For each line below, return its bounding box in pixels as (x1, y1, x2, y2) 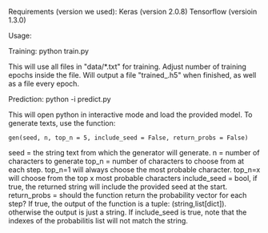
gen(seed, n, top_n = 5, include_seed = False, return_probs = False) (8, 134, 249, 142)
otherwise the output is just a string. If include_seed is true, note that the (8, 207, 247, 217)
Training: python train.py (8, 46, 90, 55)
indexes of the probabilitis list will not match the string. (8, 216, 188, 225)
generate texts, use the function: (8, 119, 116, 127)
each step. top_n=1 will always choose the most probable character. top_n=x (8, 165, 261, 175)
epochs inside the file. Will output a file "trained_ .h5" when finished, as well (8, 70, 257, 79)
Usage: (8, 31, 32, 40)
